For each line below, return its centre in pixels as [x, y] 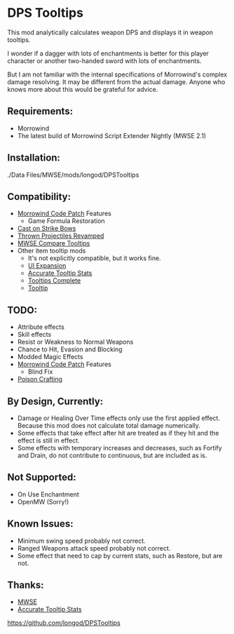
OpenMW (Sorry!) [43, 501]
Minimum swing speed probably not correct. [81, 541]
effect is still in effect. [48, 440]
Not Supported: [42, 477]
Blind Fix [40, 372]
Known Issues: [40, 524]
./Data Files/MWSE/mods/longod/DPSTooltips [73, 175]
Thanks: [26, 585]
